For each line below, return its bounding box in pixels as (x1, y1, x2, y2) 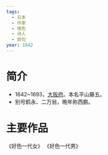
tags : (6, 8, 20, 15)
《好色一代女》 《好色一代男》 (6, 142, 81, 150)
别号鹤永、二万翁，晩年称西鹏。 (14, 98, 94, 105)
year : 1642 (6, 42, 33, 48)
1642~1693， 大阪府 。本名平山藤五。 (14, 90, 106, 98)
